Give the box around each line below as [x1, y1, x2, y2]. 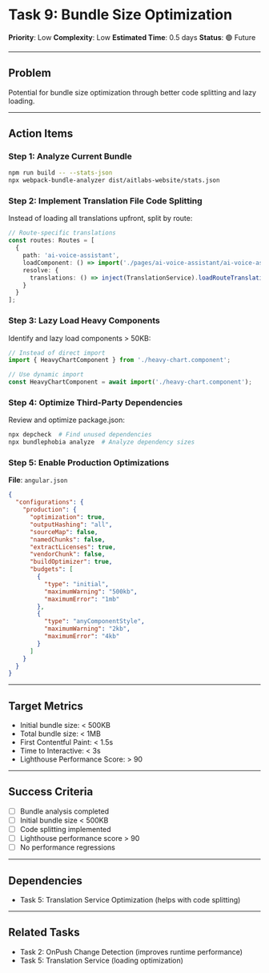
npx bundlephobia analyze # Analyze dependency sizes [8, 438, 195, 446]
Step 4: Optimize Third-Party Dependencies [8, 396, 183, 408]
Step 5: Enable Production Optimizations [8, 457, 170, 468]
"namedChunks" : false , [29, 535, 106, 544]
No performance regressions [19, 842, 116, 852]
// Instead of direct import [8, 348, 106, 357]
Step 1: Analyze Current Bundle [8, 151, 132, 162]
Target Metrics [8, 699, 84, 713]
